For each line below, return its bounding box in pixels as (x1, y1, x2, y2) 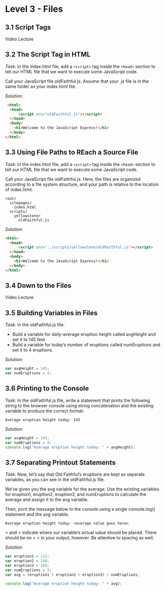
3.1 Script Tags (5, 23, 51, 32)
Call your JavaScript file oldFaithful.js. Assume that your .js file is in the (5, 78, 149, 84)
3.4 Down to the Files (5, 282, 71, 290)
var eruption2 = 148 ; (5, 558, 50, 563)
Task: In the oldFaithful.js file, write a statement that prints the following (5, 397, 150, 403)
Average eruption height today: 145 (5, 417, 80, 422)
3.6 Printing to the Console (5, 384, 89, 393)
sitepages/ (9, 200, 32, 205)
